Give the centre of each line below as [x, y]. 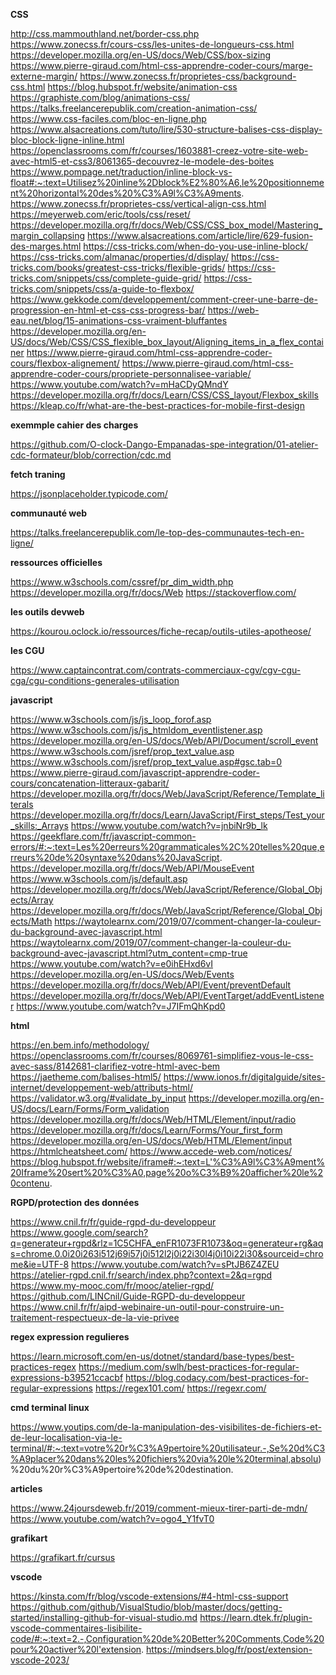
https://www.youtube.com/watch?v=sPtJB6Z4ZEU [175, 1264]
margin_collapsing [48, 235]
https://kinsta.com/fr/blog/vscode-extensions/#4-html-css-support [149, 1596]
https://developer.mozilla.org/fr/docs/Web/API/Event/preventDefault [151, 985]
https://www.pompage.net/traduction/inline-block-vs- [121, 172]
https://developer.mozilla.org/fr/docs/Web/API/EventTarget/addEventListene [167, 995]
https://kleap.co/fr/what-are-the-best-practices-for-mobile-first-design [157, 405]
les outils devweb [47, 612]
